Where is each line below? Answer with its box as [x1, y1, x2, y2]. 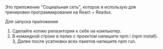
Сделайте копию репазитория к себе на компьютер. [12, 28, 122, 33]
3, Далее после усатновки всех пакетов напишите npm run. [12, 38, 136, 44]
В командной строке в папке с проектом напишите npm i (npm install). [12, 33, 158, 39]
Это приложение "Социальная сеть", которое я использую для [5, 4, 136, 10]
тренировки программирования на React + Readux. [5, 9, 112, 15]
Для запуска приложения [5, 19, 58, 24]
